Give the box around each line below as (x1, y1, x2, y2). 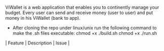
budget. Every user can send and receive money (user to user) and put (5, 10, 153, 16)
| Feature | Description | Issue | (5, 40, 70, 46)
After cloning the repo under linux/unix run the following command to (12, 25, 157, 31)
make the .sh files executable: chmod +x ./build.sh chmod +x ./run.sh (12, 30, 157, 36)
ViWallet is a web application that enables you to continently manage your (5, 5, 159, 10)
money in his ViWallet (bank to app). (5, 15, 81, 21)
